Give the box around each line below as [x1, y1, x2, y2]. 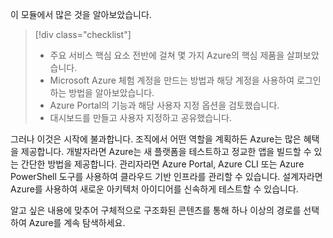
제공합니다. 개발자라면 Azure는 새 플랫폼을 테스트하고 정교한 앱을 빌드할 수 [20, 146, 312, 157]
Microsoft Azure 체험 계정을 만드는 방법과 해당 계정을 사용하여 [49, 74, 295, 86]
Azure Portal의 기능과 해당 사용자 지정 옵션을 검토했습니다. [49, 99, 280, 111]
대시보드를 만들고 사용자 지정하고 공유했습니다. [49, 112, 232, 123]
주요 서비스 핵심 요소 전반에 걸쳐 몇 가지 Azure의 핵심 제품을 [49, 49, 285, 61]
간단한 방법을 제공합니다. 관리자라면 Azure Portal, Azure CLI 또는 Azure [20, 158, 305, 170]
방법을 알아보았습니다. [68, 87, 155, 98]
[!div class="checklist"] [34, 29, 132, 40]
